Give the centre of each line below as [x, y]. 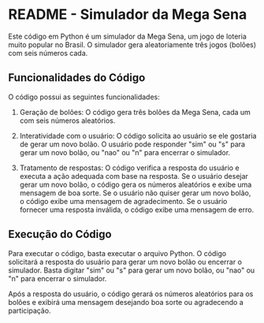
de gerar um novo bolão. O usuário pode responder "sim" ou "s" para [132, 144]
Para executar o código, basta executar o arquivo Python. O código [117, 253]
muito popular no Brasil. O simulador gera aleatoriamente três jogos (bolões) [132, 44]
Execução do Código [60, 234]
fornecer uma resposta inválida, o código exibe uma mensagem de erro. [137, 210]
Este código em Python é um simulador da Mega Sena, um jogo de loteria [127, 36]
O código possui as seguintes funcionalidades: [84, 97]
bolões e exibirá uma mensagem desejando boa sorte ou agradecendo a [126, 302]
